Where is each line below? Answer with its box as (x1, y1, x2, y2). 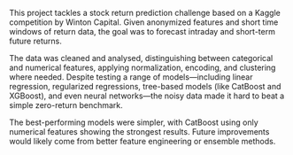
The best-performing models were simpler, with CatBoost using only (9, 117, 258, 128)
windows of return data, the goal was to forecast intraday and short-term (9, 27, 276, 36)
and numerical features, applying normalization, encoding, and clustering (9, 62, 276, 73)
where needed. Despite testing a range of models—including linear (9, 72, 253, 82)
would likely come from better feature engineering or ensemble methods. (9, 136, 276, 146)
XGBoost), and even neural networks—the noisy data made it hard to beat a (9, 90, 285, 101)
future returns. (9, 35, 62, 46)
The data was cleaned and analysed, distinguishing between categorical (9, 53, 274, 63)
